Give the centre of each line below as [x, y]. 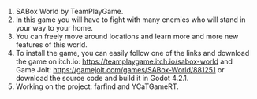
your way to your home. [54, 28]
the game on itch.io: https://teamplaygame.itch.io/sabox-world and [124, 61]
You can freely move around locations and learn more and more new [127, 36]
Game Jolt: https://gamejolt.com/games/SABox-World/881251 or [120, 70]
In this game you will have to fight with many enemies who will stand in [130, 20]
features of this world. [52, 45]
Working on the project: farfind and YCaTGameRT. [97, 86]
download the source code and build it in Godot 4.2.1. [102, 78]
